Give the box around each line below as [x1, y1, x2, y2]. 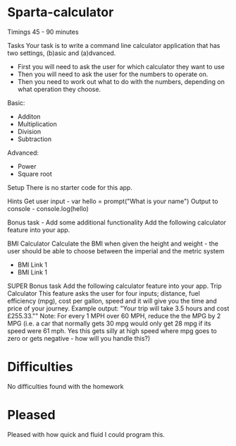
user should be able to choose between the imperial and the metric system [7, 246, 225, 255]
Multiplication [17, 119, 58, 128]
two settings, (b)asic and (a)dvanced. [7, 49, 116, 57]
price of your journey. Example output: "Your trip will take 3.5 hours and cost [7, 304, 230, 313]
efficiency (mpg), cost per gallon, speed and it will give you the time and [7, 296, 217, 305]
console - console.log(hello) [7, 204, 89, 212]
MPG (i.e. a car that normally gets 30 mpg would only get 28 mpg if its [7, 319, 211, 327]
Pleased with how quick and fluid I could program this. [7, 430, 166, 438]
